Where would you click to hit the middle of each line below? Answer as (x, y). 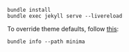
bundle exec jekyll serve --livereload (65, 16)
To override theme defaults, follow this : (63, 29)
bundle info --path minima (46, 42)
